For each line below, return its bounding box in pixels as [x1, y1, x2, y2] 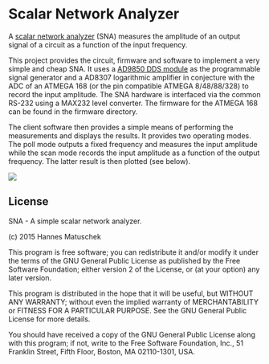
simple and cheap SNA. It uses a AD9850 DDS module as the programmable [8, 63, 261, 73]
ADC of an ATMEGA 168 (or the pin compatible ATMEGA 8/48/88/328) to [8, 81, 249, 91]
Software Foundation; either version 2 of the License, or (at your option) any [8, 264, 260, 274]
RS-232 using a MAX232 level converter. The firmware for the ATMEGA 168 [8, 98, 259, 108]
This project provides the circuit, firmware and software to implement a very [8, 55, 260, 65]
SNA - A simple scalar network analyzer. [8, 216, 142, 226]
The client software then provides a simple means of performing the [8, 122, 234, 132]
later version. [8, 272, 52, 282]
